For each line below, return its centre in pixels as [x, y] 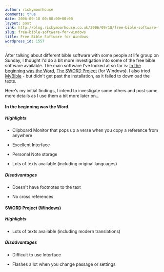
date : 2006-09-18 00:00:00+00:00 [39, 19]
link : [10, 28]
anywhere [22, 136]
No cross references [33, 197]
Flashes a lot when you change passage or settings [64, 264]
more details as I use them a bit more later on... [52, 96]
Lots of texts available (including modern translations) [66, 231]
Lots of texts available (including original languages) [64, 164]
